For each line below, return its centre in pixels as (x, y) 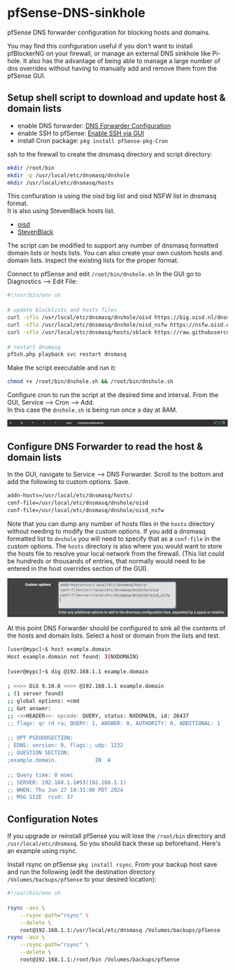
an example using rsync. (43, 851)
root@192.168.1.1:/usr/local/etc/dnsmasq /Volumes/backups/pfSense (120, 930)
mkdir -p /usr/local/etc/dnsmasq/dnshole (69, 175)
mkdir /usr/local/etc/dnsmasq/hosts (60, 183)
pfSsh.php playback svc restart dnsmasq (67, 355)
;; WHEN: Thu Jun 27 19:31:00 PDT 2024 (65, 790)
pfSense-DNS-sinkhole (76, 13)
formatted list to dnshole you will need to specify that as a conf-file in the (114, 539)
